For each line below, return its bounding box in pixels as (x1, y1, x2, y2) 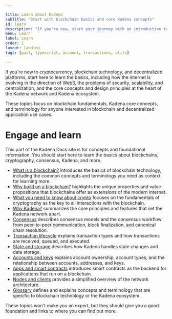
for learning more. (12, 178, 51, 184)
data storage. (12, 249, 41, 255)
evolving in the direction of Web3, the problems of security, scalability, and (5, 79, 163, 86)
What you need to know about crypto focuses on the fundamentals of (12, 194, 160, 201)
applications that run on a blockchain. (12, 270, 92, 277)
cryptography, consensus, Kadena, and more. (5, 157, 102, 163)
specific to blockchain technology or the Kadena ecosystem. (12, 292, 141, 298)
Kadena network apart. (12, 211, 61, 217)
